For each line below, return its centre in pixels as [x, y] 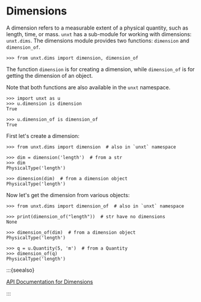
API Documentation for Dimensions [50, 282]
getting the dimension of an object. [50, 75]
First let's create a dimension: [43, 136]
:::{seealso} [20, 270]
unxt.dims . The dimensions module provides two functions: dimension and [98, 40]
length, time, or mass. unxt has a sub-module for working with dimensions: [99, 34]
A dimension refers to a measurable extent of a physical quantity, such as [97, 28]
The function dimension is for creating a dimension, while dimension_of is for [100, 69]
